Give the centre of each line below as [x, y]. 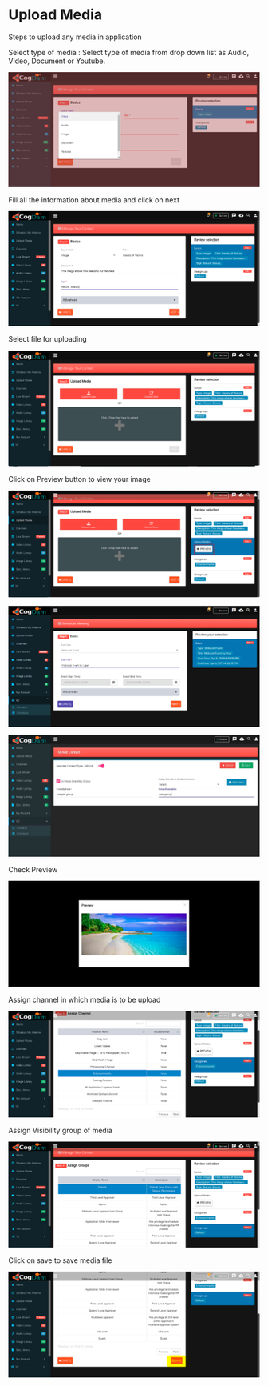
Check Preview [33, 869]
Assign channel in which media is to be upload [85, 1000]
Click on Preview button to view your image [80, 479]
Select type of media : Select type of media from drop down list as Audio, [129, 52]
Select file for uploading [48, 339]
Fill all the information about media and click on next [94, 200]
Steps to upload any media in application [75, 37]
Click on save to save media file [60, 1260]
